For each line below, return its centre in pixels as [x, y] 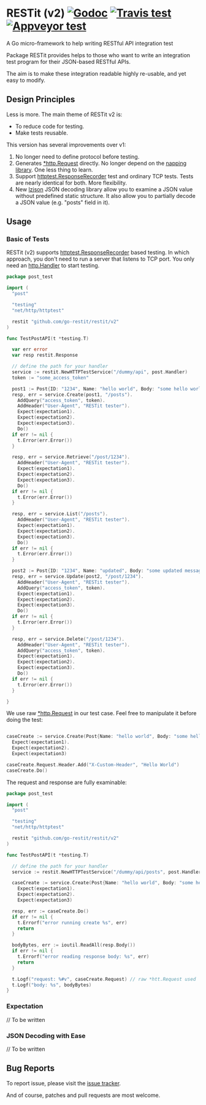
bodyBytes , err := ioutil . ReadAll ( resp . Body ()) [74, 945]
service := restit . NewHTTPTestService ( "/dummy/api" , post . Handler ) [100, 372]
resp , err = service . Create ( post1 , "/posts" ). [72, 394]
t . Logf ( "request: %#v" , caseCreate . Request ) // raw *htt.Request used [104, 979]
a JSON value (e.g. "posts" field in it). [63, 202]
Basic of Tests [28, 239]
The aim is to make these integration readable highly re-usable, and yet [96, 73]
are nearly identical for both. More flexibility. [71, 183]
